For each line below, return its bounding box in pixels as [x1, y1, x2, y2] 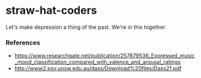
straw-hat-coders [5, 4, 97, 17]
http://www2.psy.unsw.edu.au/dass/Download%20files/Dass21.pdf [14, 65, 182, 72]
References [5, 38, 40, 47]
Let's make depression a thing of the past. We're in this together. [5, 23, 167, 31]
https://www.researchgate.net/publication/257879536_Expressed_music [14, 52, 195, 59]
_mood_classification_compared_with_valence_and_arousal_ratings [14, 58, 181, 66]
